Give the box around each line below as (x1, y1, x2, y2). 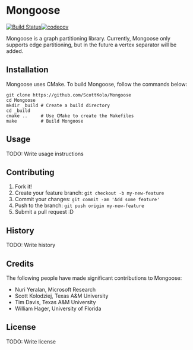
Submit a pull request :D (14, 208, 74, 215)
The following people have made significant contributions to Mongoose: (6, 274, 182, 282)
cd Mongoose (6, 97, 36, 103)
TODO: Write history (6, 242, 56, 249)
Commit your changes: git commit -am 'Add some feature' (14, 196, 160, 203)
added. (6, 47, 24, 54)
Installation (6, 65, 49, 75)
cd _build (6, 108, 31, 114)
